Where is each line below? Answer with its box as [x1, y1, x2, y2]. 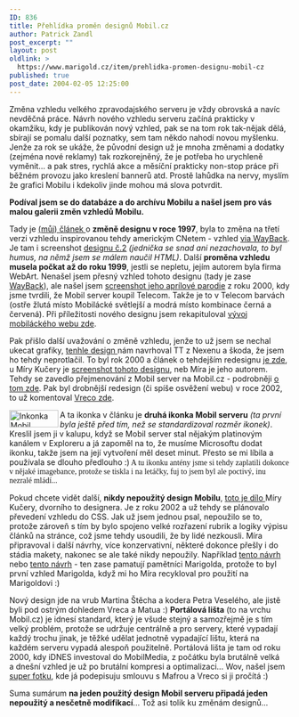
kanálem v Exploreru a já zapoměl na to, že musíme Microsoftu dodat [9, 437, 263, 448]
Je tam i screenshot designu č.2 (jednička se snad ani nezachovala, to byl [9, 242, 282, 253]
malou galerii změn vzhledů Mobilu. [9, 206, 144, 216]
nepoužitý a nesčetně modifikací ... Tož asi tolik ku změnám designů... [9, 697, 269, 708]
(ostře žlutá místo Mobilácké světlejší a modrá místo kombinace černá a [9, 299, 271, 310]
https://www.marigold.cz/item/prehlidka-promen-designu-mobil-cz [17, 63, 265, 72]
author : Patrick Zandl [9, 29, 93, 38]
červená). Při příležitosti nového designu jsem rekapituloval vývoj [9, 308, 247, 319]
